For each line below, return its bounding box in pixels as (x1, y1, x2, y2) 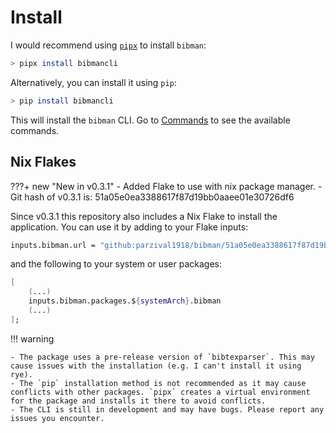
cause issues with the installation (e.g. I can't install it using (10, 361, 302, 371)
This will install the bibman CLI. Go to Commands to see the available (10, 114, 291, 126)
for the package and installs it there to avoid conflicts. (10, 396, 267, 406)
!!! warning (10, 332, 55, 345)
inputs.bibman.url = (10, 240, 97, 250)
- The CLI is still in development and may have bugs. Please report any (10, 404, 325, 415)
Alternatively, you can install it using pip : (10, 76, 177, 88)
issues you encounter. (10, 413, 105, 423)
